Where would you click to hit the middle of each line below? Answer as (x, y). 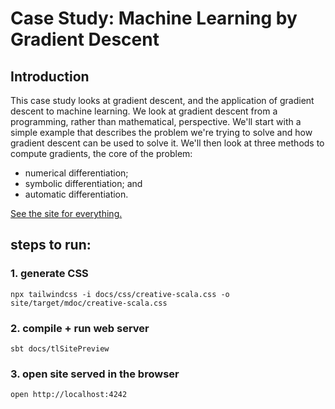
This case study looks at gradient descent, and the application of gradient (162, 100)
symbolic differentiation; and (83, 183)
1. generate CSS (49, 274)
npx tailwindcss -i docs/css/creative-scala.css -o (120, 294)
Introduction (50, 76)
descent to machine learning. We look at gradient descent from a (144, 111)
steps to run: (51, 245)
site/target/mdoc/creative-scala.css (89, 303)
